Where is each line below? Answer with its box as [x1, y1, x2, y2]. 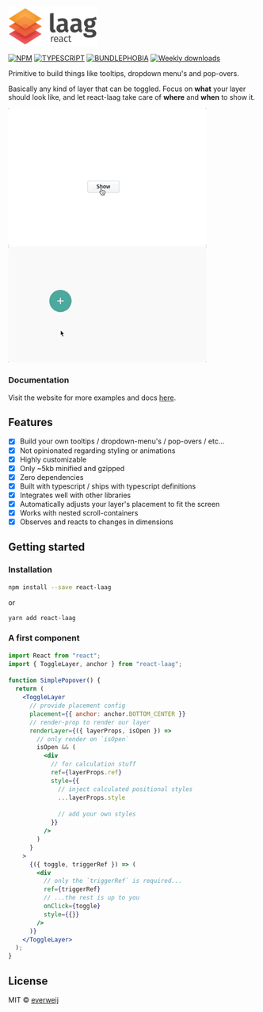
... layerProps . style [58, 793, 126, 801]
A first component [8, 633, 80, 644]
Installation [8, 565, 53, 576]
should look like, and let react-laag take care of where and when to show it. [8, 92, 256, 101]
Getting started [8, 541, 86, 554]
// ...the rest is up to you [43, 894, 140, 902]
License [8, 974, 48, 987]
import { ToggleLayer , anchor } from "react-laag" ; [8, 660, 182, 668]
